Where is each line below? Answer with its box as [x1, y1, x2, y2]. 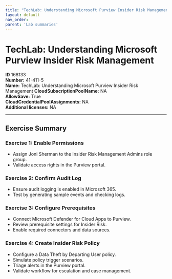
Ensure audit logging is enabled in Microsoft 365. [12, 186, 117, 192]
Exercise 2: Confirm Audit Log [5, 175, 82, 182]
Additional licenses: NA [5, 104, 56, 111]
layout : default [5, 12, 40, 17]
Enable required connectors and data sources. [12, 227, 111, 233]
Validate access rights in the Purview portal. [12, 162, 106, 168]
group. [12, 156, 27, 162]
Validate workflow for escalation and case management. [12, 267, 132, 274]
